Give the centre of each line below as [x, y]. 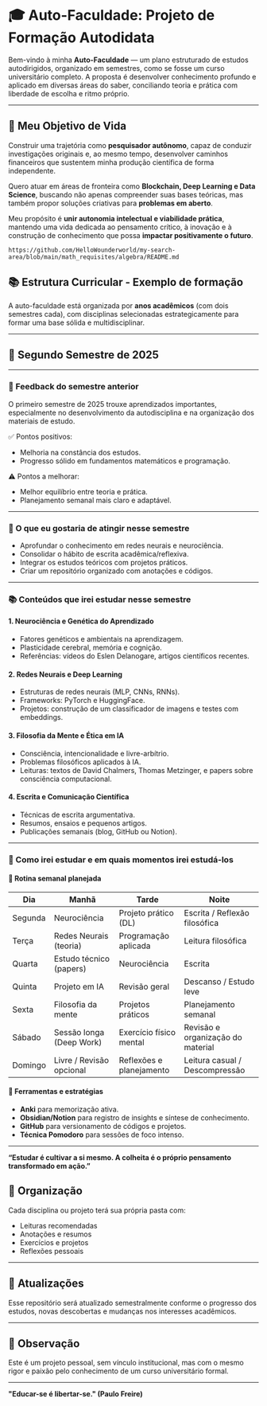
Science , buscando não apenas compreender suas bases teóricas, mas [126, 194]
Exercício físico [147, 1032]
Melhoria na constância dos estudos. [80, 452]
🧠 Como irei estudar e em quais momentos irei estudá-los [121, 859]
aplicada [135, 946]
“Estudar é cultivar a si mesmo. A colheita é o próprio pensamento [120, 1158]
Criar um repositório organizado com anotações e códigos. [116, 571]
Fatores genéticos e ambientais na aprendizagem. [102, 639]
